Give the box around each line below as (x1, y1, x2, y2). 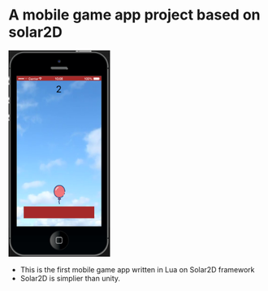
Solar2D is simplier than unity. (19, 274, 120, 284)
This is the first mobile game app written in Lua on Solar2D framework (19, 265, 255, 275)
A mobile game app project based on (8, 6, 261, 24)
